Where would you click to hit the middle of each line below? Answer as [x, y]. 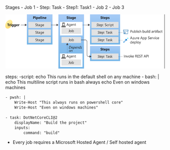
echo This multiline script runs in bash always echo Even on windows [78, 82]
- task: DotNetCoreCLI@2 [31, 118]
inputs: [22, 128]
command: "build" [41, 133]
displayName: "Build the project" [51, 123]
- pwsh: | [16, 98]
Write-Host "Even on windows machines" [56, 108]
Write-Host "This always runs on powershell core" [69, 103]
